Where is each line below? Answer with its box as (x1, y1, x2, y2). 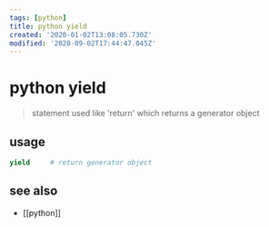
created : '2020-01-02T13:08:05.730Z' (9, 30, 153, 39)
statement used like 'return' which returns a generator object (31, 108, 260, 119)
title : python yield (9, 22, 88, 31)
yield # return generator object (9, 158, 153, 167)
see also (9, 183, 58, 199)
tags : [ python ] (9, 13, 67, 23)
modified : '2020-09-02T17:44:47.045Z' (9, 38, 156, 48)
